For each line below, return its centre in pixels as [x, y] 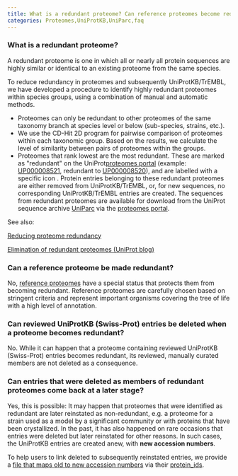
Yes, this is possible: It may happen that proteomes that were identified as [115, 406]
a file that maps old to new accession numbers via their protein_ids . [106, 465]
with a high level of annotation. [52, 306]
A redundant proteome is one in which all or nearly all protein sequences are [119, 60]
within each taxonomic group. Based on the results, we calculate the [117, 140]
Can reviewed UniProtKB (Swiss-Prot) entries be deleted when [117, 324]
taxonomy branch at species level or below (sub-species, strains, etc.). [121, 125]
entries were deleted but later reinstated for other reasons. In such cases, [114, 436]
